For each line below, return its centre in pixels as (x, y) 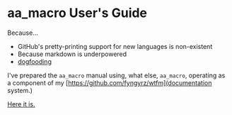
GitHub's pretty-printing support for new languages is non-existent (115, 46)
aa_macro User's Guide (77, 13)
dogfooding (34, 61)
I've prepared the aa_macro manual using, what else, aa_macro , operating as (116, 75)
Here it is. (21, 104)
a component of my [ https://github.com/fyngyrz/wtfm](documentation (110, 82)
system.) (20, 90)
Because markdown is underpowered (72, 54)
